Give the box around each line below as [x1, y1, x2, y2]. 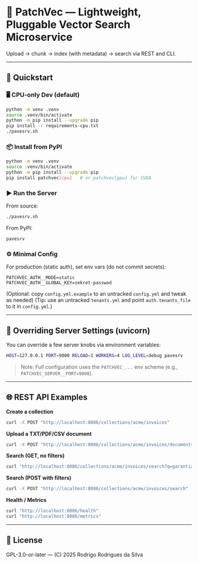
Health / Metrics [6, 497, 47, 504]
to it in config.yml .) [6, 303, 53, 310]
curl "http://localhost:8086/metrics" [6, 514, 101, 520]
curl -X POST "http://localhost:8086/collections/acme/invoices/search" [6, 486, 189, 492]
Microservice [6, 31, 72, 44]
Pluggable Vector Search [6, 18, 131, 31]
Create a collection [6, 408, 54, 415]
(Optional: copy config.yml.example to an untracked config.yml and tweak [6, 290, 187, 297]
